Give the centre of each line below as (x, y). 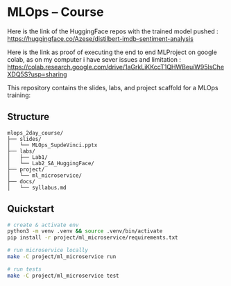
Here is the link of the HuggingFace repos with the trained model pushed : (113, 31)
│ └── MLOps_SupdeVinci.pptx (52, 145)
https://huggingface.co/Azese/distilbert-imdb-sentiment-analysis (101, 38)
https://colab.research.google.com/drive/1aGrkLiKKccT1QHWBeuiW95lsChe (115, 67)
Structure (28, 117)
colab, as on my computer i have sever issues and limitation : (94, 59)
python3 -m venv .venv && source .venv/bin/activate (85, 231)
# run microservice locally (48, 251)
